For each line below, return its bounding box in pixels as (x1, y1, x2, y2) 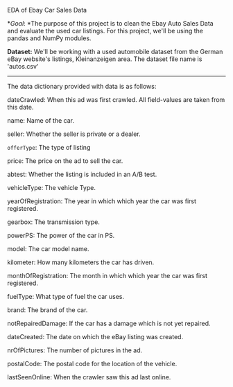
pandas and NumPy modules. (7, 34, 92, 42)
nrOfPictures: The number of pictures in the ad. (7, 346, 143, 354)
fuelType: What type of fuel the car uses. (7, 293, 125, 300)
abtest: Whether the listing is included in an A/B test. (7, 170, 157, 178)
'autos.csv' (7, 62, 40, 70)
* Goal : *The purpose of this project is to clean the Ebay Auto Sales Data (7, 19, 214, 27)
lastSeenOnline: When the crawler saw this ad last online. (7, 373, 171, 381)
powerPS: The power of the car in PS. (7, 232, 115, 239)
